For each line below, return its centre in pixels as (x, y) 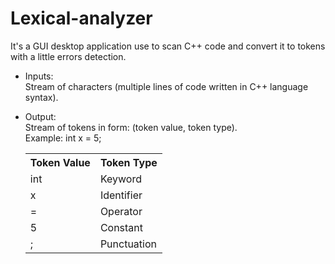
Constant (121, 227)
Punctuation (128, 244)
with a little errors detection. (68, 56)
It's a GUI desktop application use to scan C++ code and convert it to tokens (168, 46)
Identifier (121, 195)
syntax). (41, 97)
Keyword (120, 179)
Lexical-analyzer (81, 18)
